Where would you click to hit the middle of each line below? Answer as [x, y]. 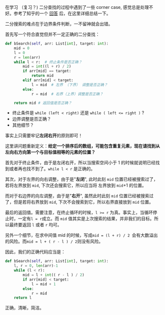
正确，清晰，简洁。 [25, 308]
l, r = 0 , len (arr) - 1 [36, 266]
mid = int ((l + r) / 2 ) [47, 66]
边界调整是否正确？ [32, 119]
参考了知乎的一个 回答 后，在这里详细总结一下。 [62, 13]
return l [23, 298]
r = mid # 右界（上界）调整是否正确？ [67, 94]
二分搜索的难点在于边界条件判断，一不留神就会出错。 [59, 24]
